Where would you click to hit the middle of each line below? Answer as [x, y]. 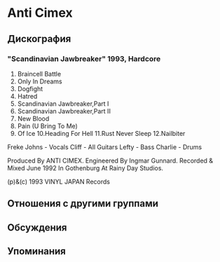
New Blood [33, 118]
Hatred [27, 96]
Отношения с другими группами [83, 204]
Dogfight [30, 88]
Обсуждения [37, 227]
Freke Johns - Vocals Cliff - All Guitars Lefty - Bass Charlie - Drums [104, 147]
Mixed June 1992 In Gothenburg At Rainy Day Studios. [85, 168]
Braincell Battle [39, 74]
